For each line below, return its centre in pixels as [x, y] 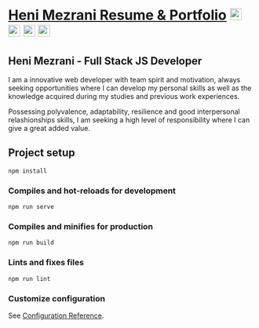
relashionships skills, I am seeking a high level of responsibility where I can [129, 120]
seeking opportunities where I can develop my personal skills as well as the [130, 88]
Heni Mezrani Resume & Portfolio [118, 15]
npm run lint [29, 279]
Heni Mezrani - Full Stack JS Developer [105, 61]
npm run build [31, 243]
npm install [27, 171]
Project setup [42, 153]
